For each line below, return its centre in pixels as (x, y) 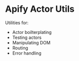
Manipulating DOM (31, 42)
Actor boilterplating (32, 32)
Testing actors (27, 37)
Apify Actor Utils (40, 9)
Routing (20, 48)
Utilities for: (17, 23)
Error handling (27, 53)
